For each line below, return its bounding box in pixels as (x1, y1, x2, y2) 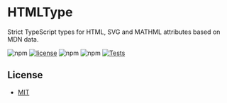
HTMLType (7, 4, 73, 20)
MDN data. (7, 35, 39, 43)
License (7, 69, 43, 81)
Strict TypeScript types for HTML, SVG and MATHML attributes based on (7, 28, 221, 36)
